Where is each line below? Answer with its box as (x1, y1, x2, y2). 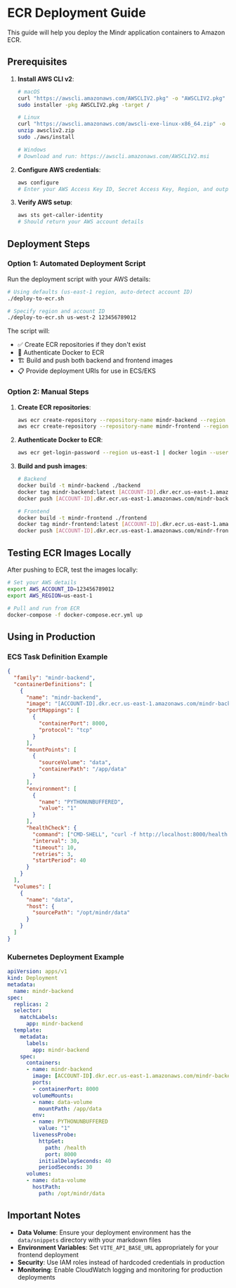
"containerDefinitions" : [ (13, 681, 93, 688)
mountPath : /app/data (38, 1105, 102, 1112)
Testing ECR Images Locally (7, 546, 131, 559)
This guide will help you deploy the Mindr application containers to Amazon (7, 28, 225, 37)
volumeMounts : (32, 1092, 74, 1099)
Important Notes (7, 1209, 81, 1221)
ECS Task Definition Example (7, 652, 108, 662)
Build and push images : (17, 462, 88, 471)
